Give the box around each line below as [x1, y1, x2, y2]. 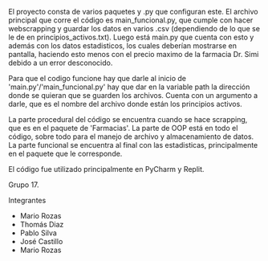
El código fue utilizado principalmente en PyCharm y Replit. [8, 165, 205, 173]
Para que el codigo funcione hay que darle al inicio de [8, 74, 187, 83]
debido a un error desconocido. [8, 58, 113, 67]
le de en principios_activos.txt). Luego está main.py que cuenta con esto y [8, 32, 254, 42]
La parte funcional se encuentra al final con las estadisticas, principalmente [8, 141, 258, 149]
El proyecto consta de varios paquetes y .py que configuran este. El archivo [8, 7, 258, 16]
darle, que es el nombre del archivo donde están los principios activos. [8, 100, 242, 108]
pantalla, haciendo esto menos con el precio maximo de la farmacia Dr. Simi [8, 50, 259, 59]
